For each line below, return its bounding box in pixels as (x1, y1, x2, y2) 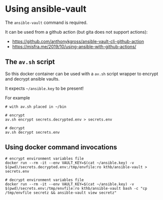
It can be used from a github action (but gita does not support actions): (5, 29, 148, 35)
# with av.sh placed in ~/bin (5, 104, 67, 109)
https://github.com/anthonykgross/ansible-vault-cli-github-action (12, 38, 144, 44)
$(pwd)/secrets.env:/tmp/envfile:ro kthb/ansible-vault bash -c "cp (5, 186, 147, 191)
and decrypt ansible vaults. (5, 76, 60, 81)
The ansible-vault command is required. (5, 20, 88, 25)
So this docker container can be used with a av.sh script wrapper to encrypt (5, 71, 159, 77)
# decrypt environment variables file (5, 177, 84, 182)
